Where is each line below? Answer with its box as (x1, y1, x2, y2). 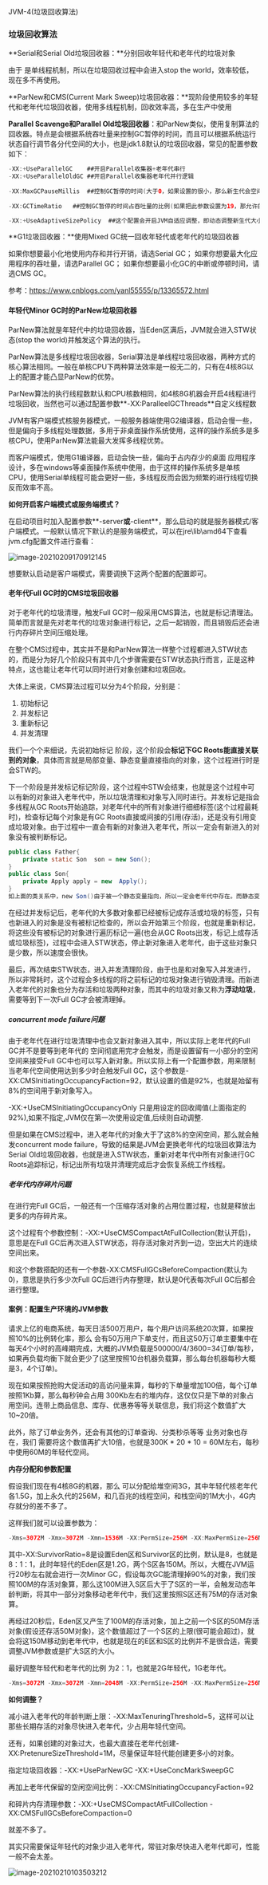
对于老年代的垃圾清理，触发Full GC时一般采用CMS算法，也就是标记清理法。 (8, 607, 258, 617)
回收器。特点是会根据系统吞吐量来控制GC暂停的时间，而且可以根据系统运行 (8, 129, 257, 139)
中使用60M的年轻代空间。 (8, 1447, 94, 1457)
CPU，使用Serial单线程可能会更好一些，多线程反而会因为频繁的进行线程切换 (8, 472, 258, 482)
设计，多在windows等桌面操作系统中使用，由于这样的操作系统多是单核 (8, 462, 241, 472)
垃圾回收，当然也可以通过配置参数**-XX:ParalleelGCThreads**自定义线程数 (8, 398, 257, 408)
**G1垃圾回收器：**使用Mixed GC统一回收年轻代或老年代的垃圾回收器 (8, 232, 239, 242)
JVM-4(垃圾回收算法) (8, 7, 78, 16)
